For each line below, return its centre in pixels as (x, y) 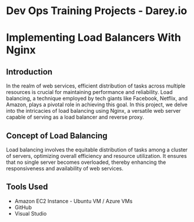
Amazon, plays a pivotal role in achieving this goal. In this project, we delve (97, 105)
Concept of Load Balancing (57, 135)
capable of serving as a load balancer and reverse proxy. (75, 117)
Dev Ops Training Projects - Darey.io (97, 11)
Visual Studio (31, 213)
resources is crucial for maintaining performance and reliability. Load (89, 92)
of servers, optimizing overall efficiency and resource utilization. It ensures (96, 156)
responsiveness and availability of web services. (65, 168)
